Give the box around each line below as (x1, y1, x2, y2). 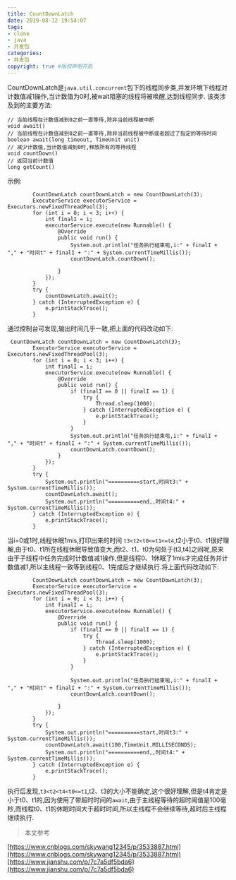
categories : (7, 50, 42, 57)
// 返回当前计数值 (7, 157, 54, 165)
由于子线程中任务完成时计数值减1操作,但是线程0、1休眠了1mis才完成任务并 (7, 554, 222, 562)
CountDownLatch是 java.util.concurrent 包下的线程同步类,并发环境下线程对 (7, 83, 228, 92)
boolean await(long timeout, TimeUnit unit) (7, 136, 140, 143)
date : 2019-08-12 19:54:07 (7, 17, 87, 24)
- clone (7, 30, 30, 37)
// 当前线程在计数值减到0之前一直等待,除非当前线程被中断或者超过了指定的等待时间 (7, 130, 217, 137)
